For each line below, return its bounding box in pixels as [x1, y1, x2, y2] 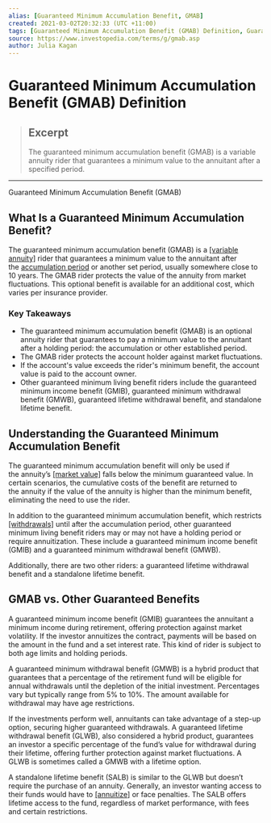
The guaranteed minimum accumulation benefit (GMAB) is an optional [19, 326, 252, 336]
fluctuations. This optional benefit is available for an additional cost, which [8, 279, 255, 289]
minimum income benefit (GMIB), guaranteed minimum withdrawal [19, 386, 241, 396]
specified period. [27, 165, 85, 174]
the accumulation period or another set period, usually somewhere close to [8, 261, 258, 271]
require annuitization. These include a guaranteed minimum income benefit [8, 537, 258, 546]
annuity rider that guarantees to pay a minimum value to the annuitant [19, 335, 252, 345]
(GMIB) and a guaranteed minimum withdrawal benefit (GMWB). [8, 545, 221, 555]
